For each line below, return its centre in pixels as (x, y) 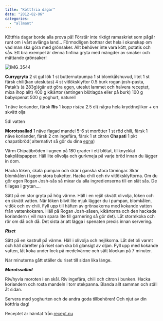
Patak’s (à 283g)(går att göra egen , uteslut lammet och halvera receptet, (77, 87)
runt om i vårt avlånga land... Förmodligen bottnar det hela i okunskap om (79, 42)
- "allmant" (22, 23)
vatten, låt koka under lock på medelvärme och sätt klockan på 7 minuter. (79, 251)
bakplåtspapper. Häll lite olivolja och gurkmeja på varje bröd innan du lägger (81, 156)
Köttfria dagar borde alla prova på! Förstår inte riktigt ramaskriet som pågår (80, 37)
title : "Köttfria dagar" (30, 10)
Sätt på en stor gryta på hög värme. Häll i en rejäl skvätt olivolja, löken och (80, 196)
